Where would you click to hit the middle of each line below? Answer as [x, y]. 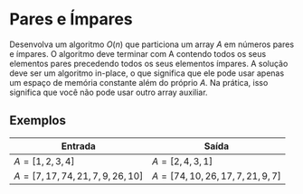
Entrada [79, 146]
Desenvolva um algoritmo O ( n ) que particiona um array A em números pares [152, 44]
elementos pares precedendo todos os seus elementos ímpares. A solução [149, 63]
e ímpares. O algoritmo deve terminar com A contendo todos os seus [138, 53]
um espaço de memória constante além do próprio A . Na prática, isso [139, 82]
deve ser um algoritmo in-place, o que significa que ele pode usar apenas [147, 73]
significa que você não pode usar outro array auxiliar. [109, 92]
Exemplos [38, 120]
